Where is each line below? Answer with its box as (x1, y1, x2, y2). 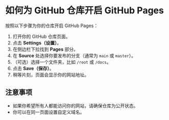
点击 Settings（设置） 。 (12, 39, 62, 46)
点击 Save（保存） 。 (12, 65, 55, 71)
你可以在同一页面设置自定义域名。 (12, 109, 85, 115)
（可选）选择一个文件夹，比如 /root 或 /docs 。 (12, 59, 111, 65)
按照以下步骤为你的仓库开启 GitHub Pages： (5, 22, 99, 29)
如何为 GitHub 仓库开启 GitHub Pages (5, 5, 164, 16)
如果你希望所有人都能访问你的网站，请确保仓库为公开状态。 (12, 103, 138, 109)
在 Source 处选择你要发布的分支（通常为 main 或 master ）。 (12, 52, 136, 59)
